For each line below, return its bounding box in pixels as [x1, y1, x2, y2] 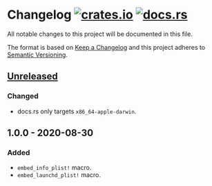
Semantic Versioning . [7, 50, 68, 59]
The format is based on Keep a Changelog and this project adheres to [7, 43, 206, 51]
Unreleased [7, 71, 59, 82]
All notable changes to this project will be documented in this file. [7, 30, 193, 38]
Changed [7, 91, 39, 101]
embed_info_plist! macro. [17, 163, 92, 172]
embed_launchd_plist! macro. [17, 171, 102, 179]
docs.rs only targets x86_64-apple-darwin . [17, 107, 137, 115]
